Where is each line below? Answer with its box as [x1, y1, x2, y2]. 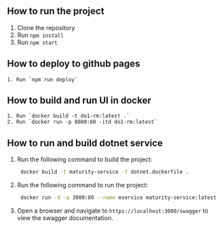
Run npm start [16, 38, 58, 46]
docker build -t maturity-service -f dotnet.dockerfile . [20, 169, 189, 176]
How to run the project [7, 5, 105, 17]
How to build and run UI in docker [7, 95, 152, 107]
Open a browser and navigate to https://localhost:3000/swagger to [16, 206, 209, 215]
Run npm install [16, 31, 64, 39]
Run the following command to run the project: [16, 181, 148, 189]
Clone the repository [16, 23, 75, 31]
